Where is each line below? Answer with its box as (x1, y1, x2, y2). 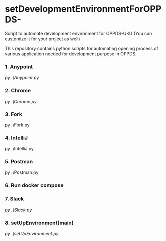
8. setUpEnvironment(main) (5, 219, 74, 226)
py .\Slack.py (5, 207, 32, 213)
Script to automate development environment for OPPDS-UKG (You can (5, 30, 152, 36)
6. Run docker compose (5, 182, 64, 189)
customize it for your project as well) (5, 36, 81, 42)
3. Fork (5, 111, 22, 118)
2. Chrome (5, 87, 31, 94)
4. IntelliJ (5, 134, 28, 141)
